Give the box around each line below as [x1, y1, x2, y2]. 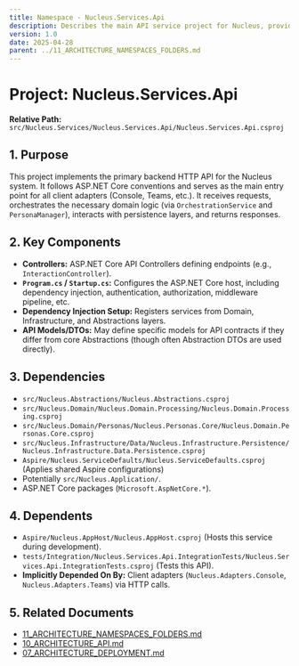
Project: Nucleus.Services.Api [9, 85, 238, 105]
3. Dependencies [9, 370, 106, 385]
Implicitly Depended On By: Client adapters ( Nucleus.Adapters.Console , [21, 570, 287, 581]
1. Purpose [9, 148, 69, 163]
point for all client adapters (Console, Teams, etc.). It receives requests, [9, 190, 271, 200]
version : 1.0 [9, 29, 58, 38]
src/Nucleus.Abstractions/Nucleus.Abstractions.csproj [21, 394, 230, 403]
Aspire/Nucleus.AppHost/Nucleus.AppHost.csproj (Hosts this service [21, 532, 273, 543]
